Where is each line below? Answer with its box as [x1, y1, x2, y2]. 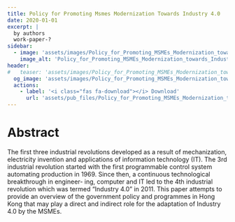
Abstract [7, 125, 59, 140]
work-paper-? [13, 36, 52, 43]
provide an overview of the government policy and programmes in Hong [7, 192, 215, 200]
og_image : [13, 75, 42, 82]
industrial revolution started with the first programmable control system [7, 162, 213, 171]
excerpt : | [7, 23, 39, 30]
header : [7, 62, 30, 69]
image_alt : [20, 56, 52, 63]
